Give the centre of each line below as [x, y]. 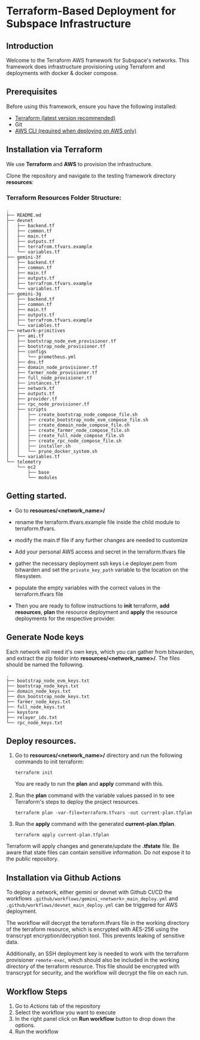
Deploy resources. [41, 741]
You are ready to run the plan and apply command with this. [89, 784]
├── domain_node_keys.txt [38, 691]
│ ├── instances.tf [33, 383]
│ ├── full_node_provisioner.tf [49, 378]
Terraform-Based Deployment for [91, 11]
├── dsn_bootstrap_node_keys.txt [48, 696]
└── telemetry [24, 462]
